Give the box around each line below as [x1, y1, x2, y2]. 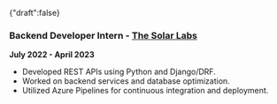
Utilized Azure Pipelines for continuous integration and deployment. [21, 85, 269, 96]
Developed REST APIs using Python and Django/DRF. [21, 66, 217, 78]
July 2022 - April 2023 [9, 49, 95, 60]
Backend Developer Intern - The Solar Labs [9, 29, 197, 41]
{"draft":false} [9, 8, 60, 18]
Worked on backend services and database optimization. [21, 76, 230, 86]
